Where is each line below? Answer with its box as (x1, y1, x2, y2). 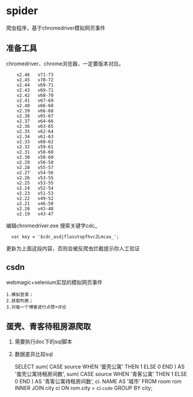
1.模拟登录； (6, 292, 33, 297)
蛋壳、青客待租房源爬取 (6, 321, 91, 331)
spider (6, 4, 38, 18)
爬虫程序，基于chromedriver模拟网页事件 (6, 24, 106, 31)
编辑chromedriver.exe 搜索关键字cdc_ (6, 222, 97, 229)
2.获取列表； (6, 297, 33, 304)
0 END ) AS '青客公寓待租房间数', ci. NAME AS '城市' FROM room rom (14, 378, 182, 385)
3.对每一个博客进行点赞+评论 (6, 304, 67, 310)
